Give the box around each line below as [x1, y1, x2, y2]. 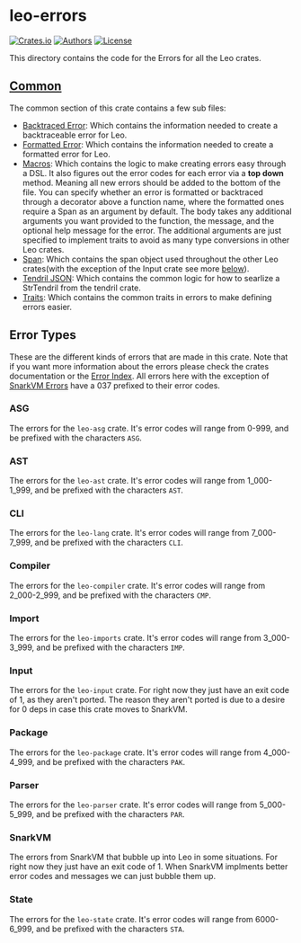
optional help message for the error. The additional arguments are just [22, 225, 281, 236]
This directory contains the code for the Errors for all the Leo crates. [9, 52, 262, 63]
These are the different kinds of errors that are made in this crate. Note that [9, 351, 288, 362]
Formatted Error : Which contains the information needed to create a [22, 138, 274, 149]
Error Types [9, 327, 76, 343]
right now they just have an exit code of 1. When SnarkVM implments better [9, 861, 288, 872]
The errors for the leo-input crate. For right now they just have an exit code [9, 685, 290, 696]
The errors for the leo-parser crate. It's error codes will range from [9, 799, 258, 810]
